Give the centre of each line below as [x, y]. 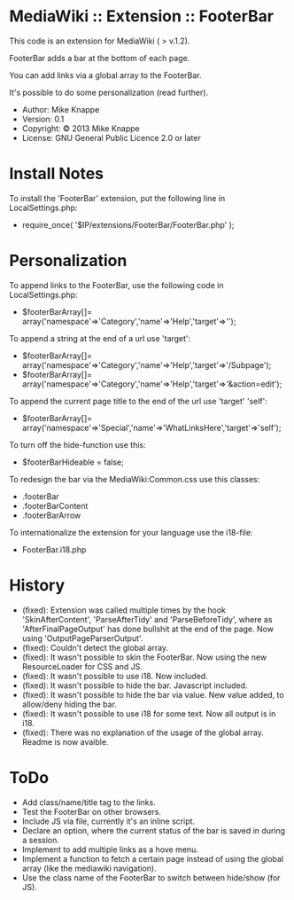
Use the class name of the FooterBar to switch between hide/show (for [151, 877]
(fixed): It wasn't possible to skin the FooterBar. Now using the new [144, 657]
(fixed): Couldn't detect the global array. [95, 647]
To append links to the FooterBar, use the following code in [116, 285]
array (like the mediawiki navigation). [89, 868]
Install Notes [57, 174]
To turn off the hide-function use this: [77, 444]
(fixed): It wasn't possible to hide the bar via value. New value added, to [153, 694]
